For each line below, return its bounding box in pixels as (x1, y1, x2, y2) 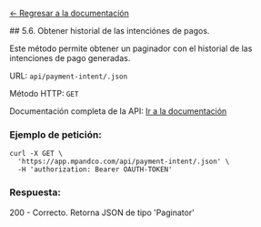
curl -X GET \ (9, 150, 64, 159)
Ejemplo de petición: (9, 128, 102, 140)
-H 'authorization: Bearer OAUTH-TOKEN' (17, 165, 173, 174)
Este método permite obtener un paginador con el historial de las (9, 43, 253, 54)
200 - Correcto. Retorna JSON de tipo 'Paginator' (9, 207, 196, 218)
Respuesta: (9, 186, 61, 199)
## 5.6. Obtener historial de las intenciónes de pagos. (9, 26, 210, 36)
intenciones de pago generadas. (9, 53, 131, 63)
